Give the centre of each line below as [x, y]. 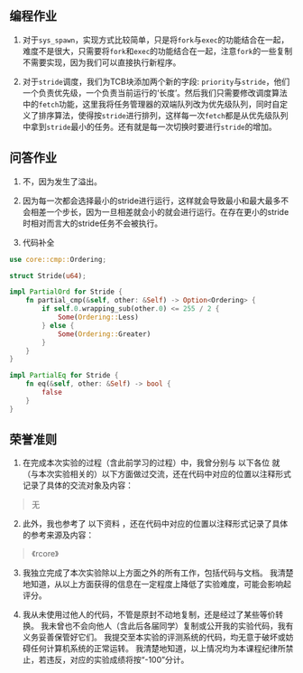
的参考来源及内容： [58, 535]
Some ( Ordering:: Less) [98, 317]
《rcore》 [45, 554]
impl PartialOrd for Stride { [66, 292]
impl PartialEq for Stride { [64, 376]
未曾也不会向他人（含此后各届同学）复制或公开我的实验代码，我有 [171, 626]
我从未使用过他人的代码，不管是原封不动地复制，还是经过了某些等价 [149, 615]
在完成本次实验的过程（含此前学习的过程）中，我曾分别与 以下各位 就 [151, 463]
